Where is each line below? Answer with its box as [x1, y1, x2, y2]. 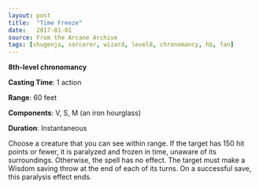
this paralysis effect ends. [8, 172, 92, 182]
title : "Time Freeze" [8, 19, 83, 27]
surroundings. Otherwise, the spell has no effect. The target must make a [8, 155, 246, 165]
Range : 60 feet [8, 93, 57, 102]
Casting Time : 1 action [8, 78, 82, 87]
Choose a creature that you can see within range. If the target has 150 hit [8, 139, 245, 148]
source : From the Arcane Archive [8, 33, 118, 42]
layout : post [8, 11, 51, 20]
